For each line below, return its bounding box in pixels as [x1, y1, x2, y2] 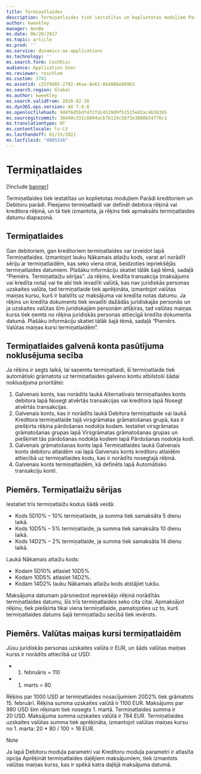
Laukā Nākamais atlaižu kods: [6, 556, 80, 563]
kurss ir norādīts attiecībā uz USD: [6, 650, 92, 658]
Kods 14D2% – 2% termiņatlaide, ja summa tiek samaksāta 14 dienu [14, 538, 182, 545]
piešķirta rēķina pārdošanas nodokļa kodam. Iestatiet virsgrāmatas [14, 423, 179, 430]
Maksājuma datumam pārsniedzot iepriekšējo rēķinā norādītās [6, 592, 160, 599]
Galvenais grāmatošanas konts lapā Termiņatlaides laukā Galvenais [14, 442, 181, 449]
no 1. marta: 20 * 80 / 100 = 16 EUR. [6, 725, 95, 732]
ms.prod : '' [6, 43, 36, 49]
